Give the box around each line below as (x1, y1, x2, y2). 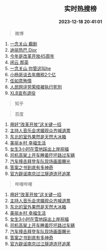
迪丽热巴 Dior (9, 47, 37, 53)
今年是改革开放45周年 (9, 53, 55, 59)
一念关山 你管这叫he (9, 65, 51, 71)
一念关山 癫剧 (9, 41, 37, 47)
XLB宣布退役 (9, 90, 36, 96)
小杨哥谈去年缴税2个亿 (9, 71, 56, 77)
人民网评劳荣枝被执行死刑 (9, 84, 62, 90)
